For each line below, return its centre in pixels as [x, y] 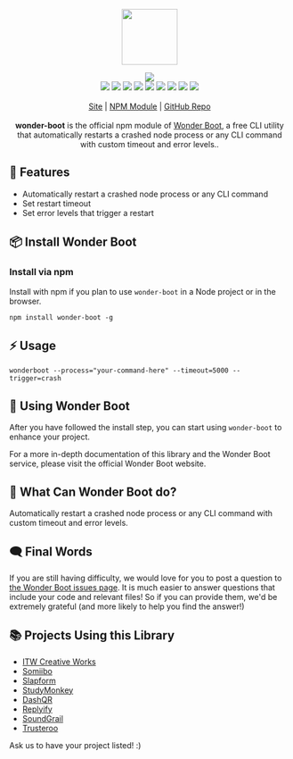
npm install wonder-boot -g [61, 317]
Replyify [37, 709]
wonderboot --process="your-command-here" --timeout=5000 [119, 371]
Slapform [39, 680]
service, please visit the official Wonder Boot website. [108, 463]
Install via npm [41, 272]
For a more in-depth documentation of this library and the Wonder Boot [140, 455]
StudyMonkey [48, 690]
